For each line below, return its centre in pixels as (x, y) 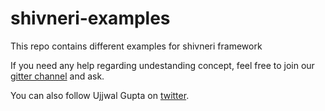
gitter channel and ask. (57, 76)
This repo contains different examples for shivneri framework (136, 46)
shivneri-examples (90, 18)
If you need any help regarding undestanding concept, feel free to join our (162, 65)
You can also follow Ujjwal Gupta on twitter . (100, 95)
